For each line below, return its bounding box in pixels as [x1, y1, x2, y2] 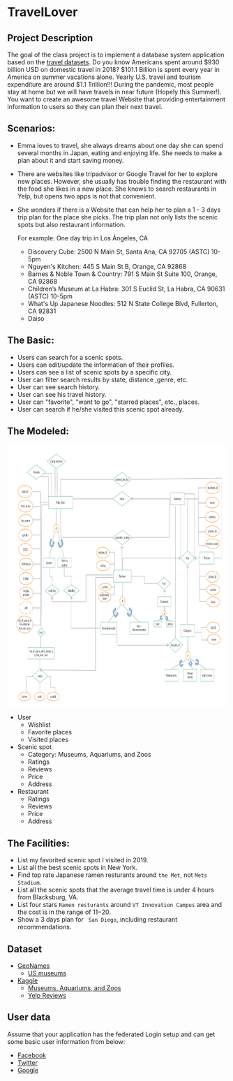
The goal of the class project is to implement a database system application [7, 50, 225, 59]
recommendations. [17, 923, 72, 931]
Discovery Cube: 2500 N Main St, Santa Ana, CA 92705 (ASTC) [27, 247, 210, 256]
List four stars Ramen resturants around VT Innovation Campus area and [17, 901, 222, 909]
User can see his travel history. [17, 390, 107, 398]
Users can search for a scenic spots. [17, 353, 123, 361]
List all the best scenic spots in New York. [17, 864, 137, 872]
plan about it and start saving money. [17, 156, 124, 164]
